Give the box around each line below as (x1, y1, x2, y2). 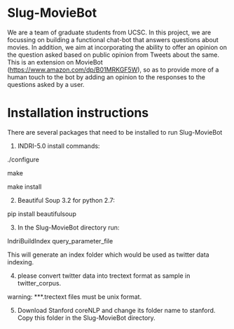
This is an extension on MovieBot (7, 58, 103, 66)
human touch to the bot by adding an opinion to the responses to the (7, 72, 205, 81)
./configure (7, 155, 40, 163)
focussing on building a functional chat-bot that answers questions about (7, 35, 219, 43)
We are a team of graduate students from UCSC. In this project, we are (7, 28, 212, 36)
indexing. (7, 257, 34, 266)
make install (7, 182, 42, 191)
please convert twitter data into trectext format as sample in (17, 271, 191, 280)
